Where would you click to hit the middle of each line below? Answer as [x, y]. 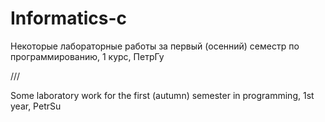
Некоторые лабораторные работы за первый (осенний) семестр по [155, 46]
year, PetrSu [36, 106]
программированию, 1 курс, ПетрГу [87, 56]
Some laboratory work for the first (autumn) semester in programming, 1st [162, 95]
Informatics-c [68, 18]
